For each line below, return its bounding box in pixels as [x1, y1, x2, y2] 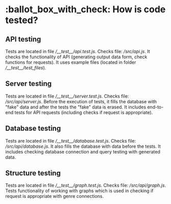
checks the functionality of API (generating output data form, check [5, 54, 148, 60]
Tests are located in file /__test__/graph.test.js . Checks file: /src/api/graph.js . [5, 183, 166, 189]
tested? [5, 14, 38, 26]
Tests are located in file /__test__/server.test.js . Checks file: [5, 93, 129, 99]
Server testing [5, 79, 52, 88]
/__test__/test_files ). [5, 65, 46, 71]
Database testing [5, 124, 61, 133]
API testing [5, 35, 41, 43]
